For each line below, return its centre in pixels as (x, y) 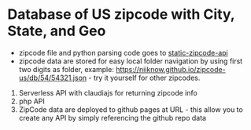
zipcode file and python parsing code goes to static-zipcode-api (124, 52)
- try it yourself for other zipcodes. (144, 78)
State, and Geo (57, 31)
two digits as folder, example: (66, 69)
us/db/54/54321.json (53, 78)
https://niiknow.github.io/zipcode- (171, 69)
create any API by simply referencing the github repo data (112, 117)
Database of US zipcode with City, (121, 14)
